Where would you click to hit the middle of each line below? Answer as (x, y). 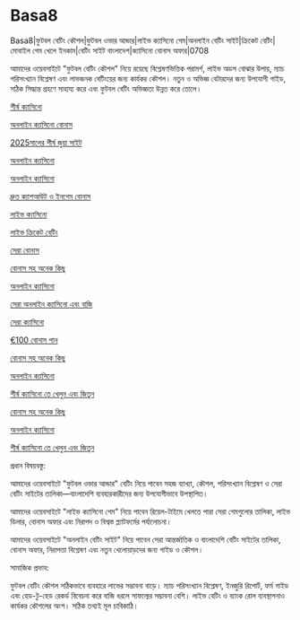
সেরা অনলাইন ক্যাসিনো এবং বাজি (51, 304)
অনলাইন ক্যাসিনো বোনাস (41, 124)
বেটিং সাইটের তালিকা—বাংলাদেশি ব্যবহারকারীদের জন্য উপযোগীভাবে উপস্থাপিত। (109, 493)
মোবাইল (20, 50)
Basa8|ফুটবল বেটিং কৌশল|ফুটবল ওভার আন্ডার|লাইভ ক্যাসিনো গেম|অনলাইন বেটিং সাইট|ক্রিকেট (134, 40)
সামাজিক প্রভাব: (30, 567)
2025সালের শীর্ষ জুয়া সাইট (46, 142)
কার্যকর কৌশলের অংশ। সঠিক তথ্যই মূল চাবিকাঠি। (75, 606)
